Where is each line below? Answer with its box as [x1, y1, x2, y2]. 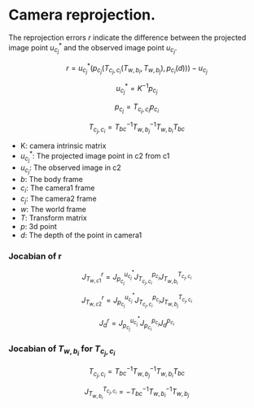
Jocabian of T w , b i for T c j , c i [8, 343, 116, 358]
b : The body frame [20, 175, 83, 184]
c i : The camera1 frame [20, 183, 95, 194]
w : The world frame [20, 204, 87, 214]
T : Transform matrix [20, 213, 87, 223]
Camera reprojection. [8, 6, 156, 24]
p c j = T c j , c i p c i [114, 102, 160, 115]
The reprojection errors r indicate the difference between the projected [8, 33, 247, 42]
